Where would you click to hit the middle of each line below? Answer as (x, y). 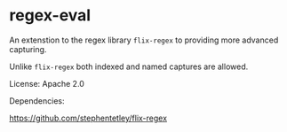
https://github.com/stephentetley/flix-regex (88, 118)
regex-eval (50, 16)
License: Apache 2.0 (47, 83)
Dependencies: (37, 101)
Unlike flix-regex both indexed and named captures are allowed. (129, 66)
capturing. (28, 49)
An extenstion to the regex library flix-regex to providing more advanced (144, 40)
